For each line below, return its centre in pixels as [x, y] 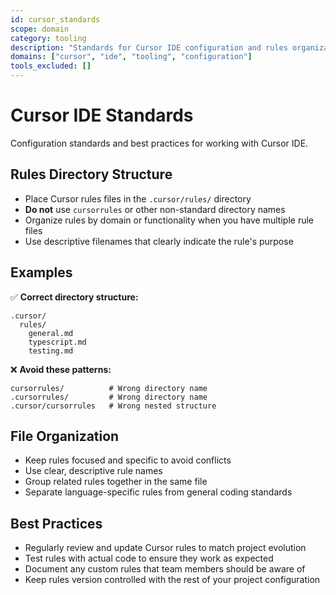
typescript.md [57, 342]
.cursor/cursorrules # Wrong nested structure [113, 406]
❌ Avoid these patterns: [61, 369]
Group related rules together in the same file [116, 482]
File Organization [65, 436]
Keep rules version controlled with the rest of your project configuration [172, 580]
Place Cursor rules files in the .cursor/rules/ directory [138, 198]
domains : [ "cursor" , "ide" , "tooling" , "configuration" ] [131, 57]
